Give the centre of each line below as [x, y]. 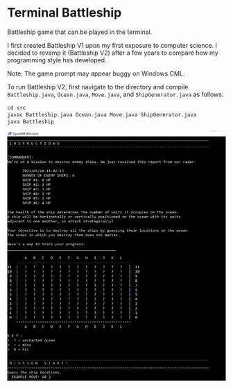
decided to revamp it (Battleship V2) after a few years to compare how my [113, 53]
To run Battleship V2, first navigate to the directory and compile [98, 87]
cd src [17, 108]
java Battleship [31, 122]
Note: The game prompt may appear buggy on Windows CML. [96, 73]
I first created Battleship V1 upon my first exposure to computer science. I [112, 45]
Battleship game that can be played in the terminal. [80, 32]
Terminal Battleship [64, 13]
